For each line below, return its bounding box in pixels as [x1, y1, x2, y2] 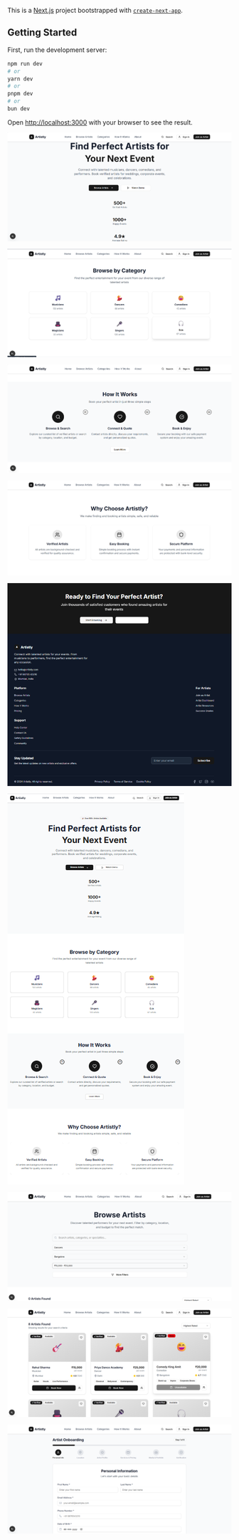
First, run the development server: [7, 46, 107, 54]
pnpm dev [7, 90, 33, 98]
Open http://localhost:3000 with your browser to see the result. [7, 117, 193, 127]
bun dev [7, 105, 31, 112]
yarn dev [7, 75, 33, 83]
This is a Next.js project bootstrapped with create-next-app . [7, 6, 184, 14]
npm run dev [7, 60, 43, 67]
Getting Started [7, 26, 78, 38]
